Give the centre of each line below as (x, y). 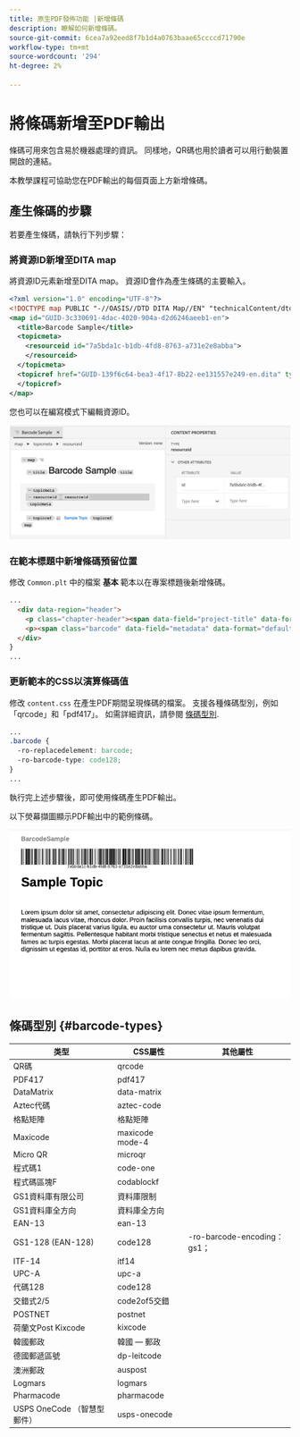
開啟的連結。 (33, 161)
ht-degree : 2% (36, 66)
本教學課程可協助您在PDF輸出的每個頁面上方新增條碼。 (111, 180)
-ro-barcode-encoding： (236, 1237)
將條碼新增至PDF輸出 (87, 124)
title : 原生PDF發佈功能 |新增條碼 (67, 19)
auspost (132, 1370)
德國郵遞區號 (37, 1356)
